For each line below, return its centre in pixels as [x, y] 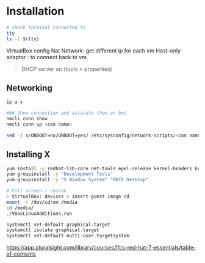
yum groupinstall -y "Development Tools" [60, 174]
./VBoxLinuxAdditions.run [39, 214]
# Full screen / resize [37, 191]
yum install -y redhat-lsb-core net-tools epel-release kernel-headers [99, 168]
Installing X [28, 155]
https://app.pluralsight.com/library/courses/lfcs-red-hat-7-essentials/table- [101, 248]
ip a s [15, 102]
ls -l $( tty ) [23, 39]
